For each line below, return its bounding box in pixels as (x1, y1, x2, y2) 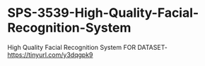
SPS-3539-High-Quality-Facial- (7, 5, 199, 21)
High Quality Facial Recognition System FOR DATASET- (7, 43, 168, 51)
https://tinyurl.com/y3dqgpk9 (7, 51, 93, 59)
